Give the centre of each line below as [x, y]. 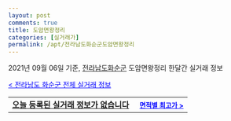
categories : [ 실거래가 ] [44, 37]
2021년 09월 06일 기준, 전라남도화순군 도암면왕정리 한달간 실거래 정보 [116, 68]
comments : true [33, 23]
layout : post [29, 15]
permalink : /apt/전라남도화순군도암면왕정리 [71, 45]
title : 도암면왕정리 [37, 30]
